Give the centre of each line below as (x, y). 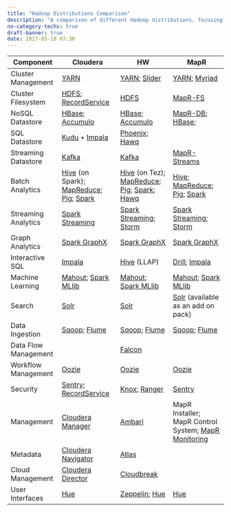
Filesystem (28, 102)
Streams (186, 162)
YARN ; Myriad (195, 78)
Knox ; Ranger (142, 389)
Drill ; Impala (192, 262)
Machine (25, 278)
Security (24, 389)
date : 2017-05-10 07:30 (41, 39)
